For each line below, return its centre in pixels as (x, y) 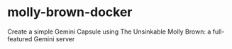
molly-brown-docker (70, 12)
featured (20, 38)
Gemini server (54, 38)
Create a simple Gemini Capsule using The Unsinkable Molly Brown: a (109, 31)
